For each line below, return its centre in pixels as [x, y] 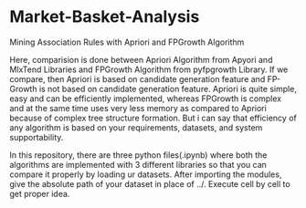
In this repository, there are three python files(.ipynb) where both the [138, 155]
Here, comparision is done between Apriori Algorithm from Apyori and [141, 59]
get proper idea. [40, 193]
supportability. [37, 137]
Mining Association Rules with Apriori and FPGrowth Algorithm [127, 42]
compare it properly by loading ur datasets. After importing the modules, [146, 174]
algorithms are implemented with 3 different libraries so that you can [138, 164]
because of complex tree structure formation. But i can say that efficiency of [153, 118]
